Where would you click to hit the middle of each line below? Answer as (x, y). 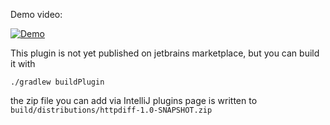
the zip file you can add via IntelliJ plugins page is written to (134, 100)
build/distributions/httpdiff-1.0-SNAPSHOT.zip (111, 110)
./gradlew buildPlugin (57, 82)
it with (23, 63)
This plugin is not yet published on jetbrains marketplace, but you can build (165, 53)
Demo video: (36, 14)
